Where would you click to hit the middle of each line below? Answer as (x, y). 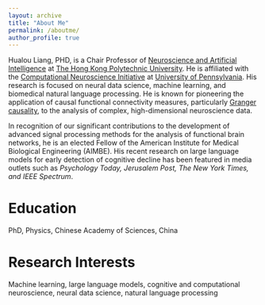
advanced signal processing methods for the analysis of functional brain (126, 135)
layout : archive (35, 15)
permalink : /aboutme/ (44, 30)
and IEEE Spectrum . (41, 177)
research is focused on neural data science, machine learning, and (117, 86)
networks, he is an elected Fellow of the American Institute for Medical (124, 143)
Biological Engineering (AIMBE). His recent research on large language (124, 151)
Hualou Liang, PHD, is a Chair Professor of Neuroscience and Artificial (123, 60)
